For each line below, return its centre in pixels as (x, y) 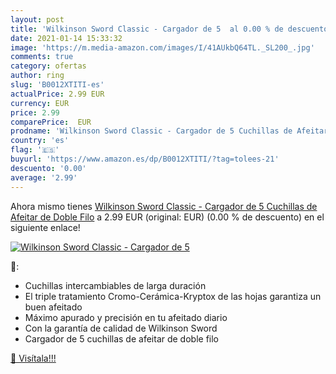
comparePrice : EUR (51, 122)
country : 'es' (40, 141)
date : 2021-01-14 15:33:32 (66, 38)
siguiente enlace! (45, 227)
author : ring (37, 76)
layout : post (37, 19)
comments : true (42, 57)
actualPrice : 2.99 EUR (57, 94)
